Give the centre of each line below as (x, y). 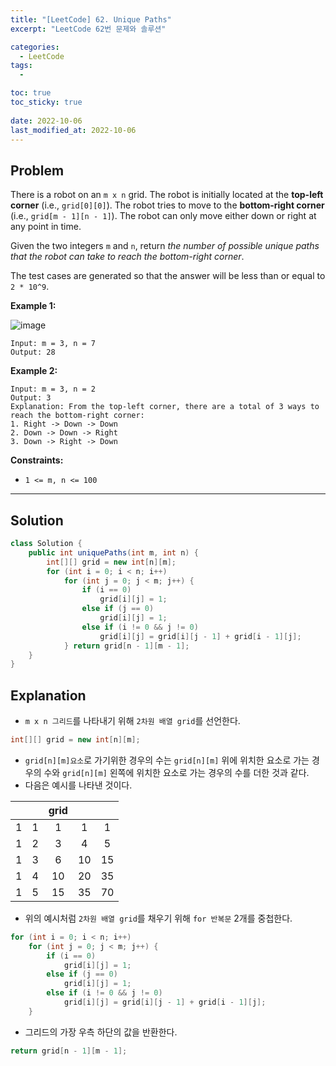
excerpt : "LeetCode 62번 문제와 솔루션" (88, 29)
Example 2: (34, 371)
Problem (37, 170)
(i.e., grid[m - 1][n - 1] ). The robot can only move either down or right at (163, 216)
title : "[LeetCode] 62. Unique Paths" (91, 19)
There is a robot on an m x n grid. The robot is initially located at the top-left (167, 195)
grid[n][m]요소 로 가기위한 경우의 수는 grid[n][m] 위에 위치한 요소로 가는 (167, 760)
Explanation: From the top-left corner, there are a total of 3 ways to (165, 407)
